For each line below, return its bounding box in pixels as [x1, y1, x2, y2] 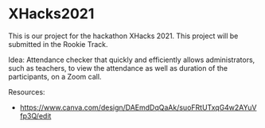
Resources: [8, 87, 45, 96]
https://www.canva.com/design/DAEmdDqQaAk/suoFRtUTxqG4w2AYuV [19, 103, 257, 112]
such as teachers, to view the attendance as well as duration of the [8, 63, 228, 72]
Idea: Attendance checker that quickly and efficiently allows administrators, [8, 55, 255, 64]
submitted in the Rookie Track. [8, 39, 109, 48]
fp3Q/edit [19, 111, 52, 120]
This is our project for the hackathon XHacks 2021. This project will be [8, 31, 239, 41]
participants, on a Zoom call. [8, 72, 102, 81]
